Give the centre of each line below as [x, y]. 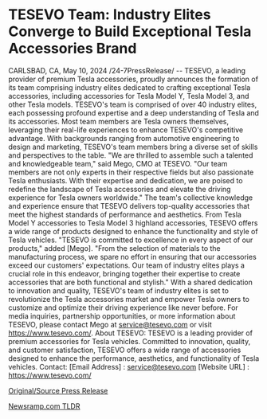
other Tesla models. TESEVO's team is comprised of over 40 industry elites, [133, 104]
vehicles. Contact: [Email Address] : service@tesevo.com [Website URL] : [129, 366]
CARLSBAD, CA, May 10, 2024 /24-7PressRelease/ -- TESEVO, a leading [127, 70]
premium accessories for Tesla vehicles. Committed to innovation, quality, [130, 341]
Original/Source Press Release [58, 390]
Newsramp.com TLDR [44, 406]
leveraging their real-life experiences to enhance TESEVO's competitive [126, 130]
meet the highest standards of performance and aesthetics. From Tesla [125, 214]
